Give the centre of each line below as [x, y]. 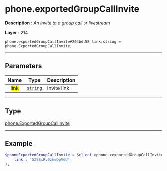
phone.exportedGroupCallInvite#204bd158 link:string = [63, 42]
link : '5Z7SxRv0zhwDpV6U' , [43, 160]
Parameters [24, 66]
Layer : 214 [17, 32]
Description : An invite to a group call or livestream [58, 23]
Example [19, 143]
